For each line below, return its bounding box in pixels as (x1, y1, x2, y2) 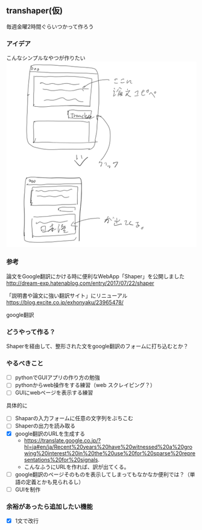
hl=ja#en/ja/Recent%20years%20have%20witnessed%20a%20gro (24, 443, 193, 450)
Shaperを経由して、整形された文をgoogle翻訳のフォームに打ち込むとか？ (6, 342, 189, 350)
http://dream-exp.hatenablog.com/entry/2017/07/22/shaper (6, 279, 155, 287)
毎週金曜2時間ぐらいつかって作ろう (6, 23, 94, 30)
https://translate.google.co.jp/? (24, 436, 101, 444)
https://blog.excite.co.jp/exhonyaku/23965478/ (6, 298, 124, 306)
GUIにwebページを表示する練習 (14, 389, 93, 397)
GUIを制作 (14, 485, 41, 493)
